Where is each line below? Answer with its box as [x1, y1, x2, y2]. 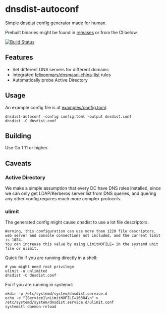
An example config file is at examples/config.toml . [5, 104, 108, 110]
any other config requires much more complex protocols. [5, 196, 121, 202]
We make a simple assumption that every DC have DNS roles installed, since [5, 185, 161, 191]
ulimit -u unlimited [5, 269, 48, 274]
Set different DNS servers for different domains [12, 66, 109, 72]
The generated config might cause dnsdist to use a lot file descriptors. [5, 219, 149, 225]
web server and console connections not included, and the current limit [5, 233, 161, 238]
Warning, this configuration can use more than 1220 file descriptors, [5, 229, 156, 234]
